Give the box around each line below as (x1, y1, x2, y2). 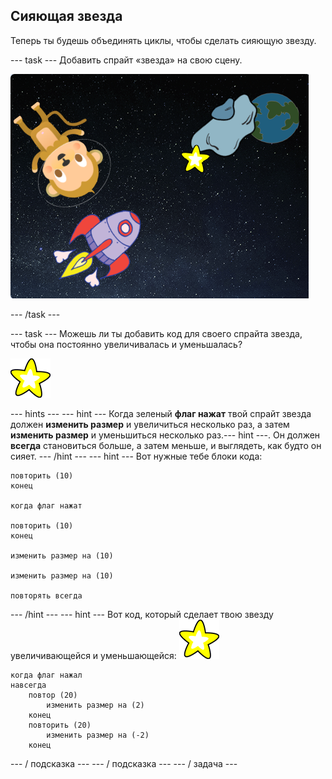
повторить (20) (28, 720, 92, 730)
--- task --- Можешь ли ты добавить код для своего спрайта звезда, (10, 327, 303, 339)
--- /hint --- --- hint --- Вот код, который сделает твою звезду (10, 608, 274, 620)
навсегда (10, 680, 47, 690)
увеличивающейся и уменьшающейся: (10, 649, 177, 661)
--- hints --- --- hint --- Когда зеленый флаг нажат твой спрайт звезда (10, 407, 312, 419)
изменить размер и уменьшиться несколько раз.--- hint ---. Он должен (10, 429, 321, 441)
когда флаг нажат (10, 500, 83, 511)
